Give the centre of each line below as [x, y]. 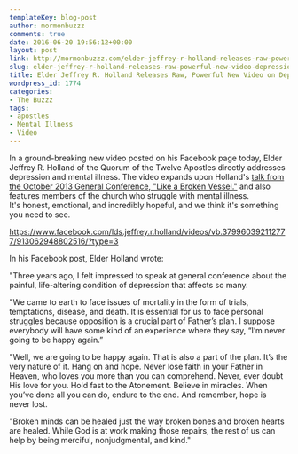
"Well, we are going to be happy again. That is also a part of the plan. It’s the [149, 356]
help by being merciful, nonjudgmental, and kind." [100, 440]
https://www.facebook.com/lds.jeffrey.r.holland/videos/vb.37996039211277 [147, 231]
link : [19, 59]
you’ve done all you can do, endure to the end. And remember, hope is [138, 395]
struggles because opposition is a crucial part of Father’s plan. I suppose [142, 321]
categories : [31, 91]
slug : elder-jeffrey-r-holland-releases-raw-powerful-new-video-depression [152, 67]
